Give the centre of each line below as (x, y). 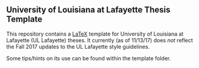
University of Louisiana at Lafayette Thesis (88, 10)
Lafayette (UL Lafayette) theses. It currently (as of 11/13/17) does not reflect (99, 40)
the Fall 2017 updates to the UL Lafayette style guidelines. (78, 46)
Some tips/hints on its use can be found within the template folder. (89, 58)
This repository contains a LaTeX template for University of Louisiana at (95, 34)
